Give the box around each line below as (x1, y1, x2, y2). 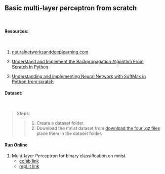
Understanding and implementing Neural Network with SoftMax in (11, 74, 146, 80)
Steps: (16, 111, 30, 117)
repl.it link (19, 163, 40, 170)
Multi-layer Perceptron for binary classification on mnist (11, 153, 125, 159)
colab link (19, 158, 39, 164)
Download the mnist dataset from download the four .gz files (36, 126, 160, 131)
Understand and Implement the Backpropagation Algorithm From (11, 59, 144, 65)
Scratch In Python (11, 64, 49, 70)
